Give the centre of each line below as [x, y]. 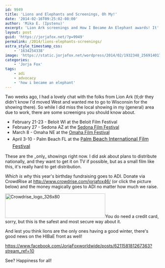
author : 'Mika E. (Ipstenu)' [35, 23]
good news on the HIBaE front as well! [44, 236]
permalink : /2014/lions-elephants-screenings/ [54, 42]
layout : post [18, 32]
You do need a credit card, [132, 216]
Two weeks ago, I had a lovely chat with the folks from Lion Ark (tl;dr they [79, 97]
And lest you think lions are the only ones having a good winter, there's [77, 231]
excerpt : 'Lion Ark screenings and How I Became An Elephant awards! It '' [83, 28]
